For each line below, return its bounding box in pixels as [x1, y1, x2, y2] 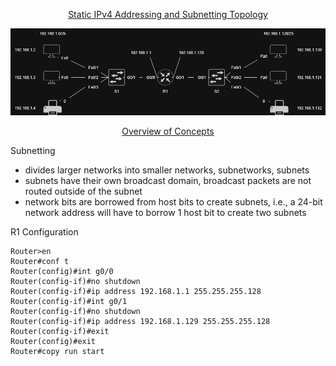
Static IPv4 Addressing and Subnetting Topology [68, 9, 268, 20]
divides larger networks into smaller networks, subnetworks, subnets [24, 164, 310, 176]
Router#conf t [10, 256, 70, 266]
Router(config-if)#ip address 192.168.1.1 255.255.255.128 [10, 286, 262, 296]
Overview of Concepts [121, 125, 215, 137]
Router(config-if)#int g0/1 [10, 296, 128, 306]
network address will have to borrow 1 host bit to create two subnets [24, 206, 307, 218]
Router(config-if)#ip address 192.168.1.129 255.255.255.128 [10, 316, 271, 326]
